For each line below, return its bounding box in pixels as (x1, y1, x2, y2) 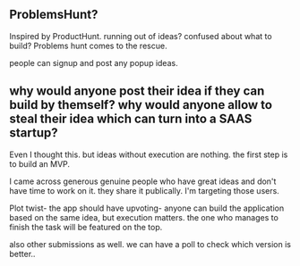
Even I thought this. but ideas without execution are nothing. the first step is (9, 149, 288, 160)
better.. (9, 248, 36, 259)
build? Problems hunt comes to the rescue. (9, 40, 167, 51)
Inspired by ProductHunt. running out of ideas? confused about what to (9, 30, 272, 41)
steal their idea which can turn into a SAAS (9, 112, 253, 127)
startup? (9, 125, 58, 141)
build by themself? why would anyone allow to (9, 97, 273, 112)
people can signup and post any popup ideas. (9, 57, 178, 68)
